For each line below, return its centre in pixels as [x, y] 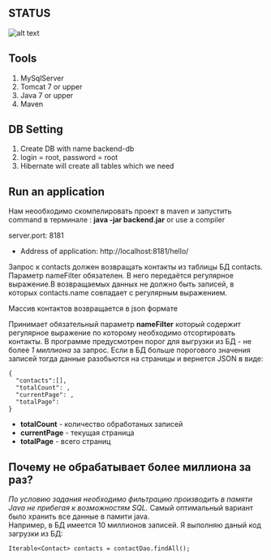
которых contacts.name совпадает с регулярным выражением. [118, 293]
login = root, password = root [69, 157]
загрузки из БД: [36, 534]
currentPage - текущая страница [77, 433]
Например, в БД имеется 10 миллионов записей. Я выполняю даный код [135, 525]
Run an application [57, 191]
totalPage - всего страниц [65, 442]
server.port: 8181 [36, 235]
